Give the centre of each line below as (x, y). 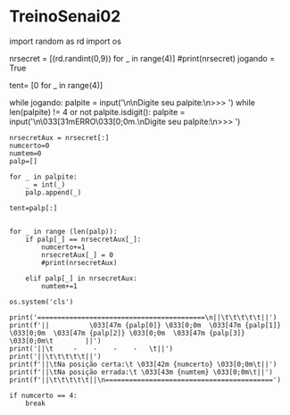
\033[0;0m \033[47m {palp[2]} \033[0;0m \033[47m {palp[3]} (127, 333)
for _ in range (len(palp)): (63, 231)
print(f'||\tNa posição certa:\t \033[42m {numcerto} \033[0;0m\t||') (143, 364)
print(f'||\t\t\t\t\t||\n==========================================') (145, 380)
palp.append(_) (54, 192)
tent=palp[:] (33, 208)
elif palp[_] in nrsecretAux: (82, 278)
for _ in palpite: (43, 177)
